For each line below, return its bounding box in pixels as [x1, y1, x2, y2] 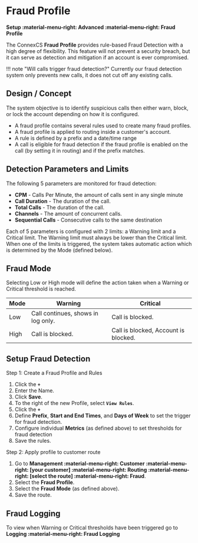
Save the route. [14, 491, 52, 499]
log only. [31, 317, 55, 325]
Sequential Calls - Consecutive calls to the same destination [14, 216, 163, 223]
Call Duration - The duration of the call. [14, 198, 111, 205]
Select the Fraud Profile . [14, 479, 75, 486]
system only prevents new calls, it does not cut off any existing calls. [6, 71, 173, 78]
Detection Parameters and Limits [6, 164, 129, 175]
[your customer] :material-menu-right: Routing [29, 466, 147, 473]
